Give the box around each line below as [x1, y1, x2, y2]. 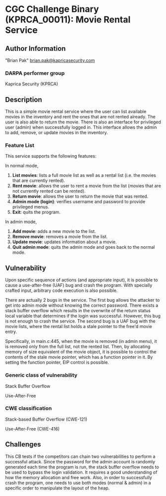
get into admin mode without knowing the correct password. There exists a [5, 302, 159, 308]
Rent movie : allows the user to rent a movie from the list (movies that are [12, 183, 161, 189]
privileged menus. [12, 204, 50, 210]
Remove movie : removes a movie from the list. [12, 234, 108, 240]
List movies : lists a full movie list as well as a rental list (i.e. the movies [12, 172, 156, 178]
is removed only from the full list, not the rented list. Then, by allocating [5, 343, 151, 350]
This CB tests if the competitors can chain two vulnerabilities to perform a [5, 453, 156, 459]
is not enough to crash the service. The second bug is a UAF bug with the [5, 318, 156, 324]
